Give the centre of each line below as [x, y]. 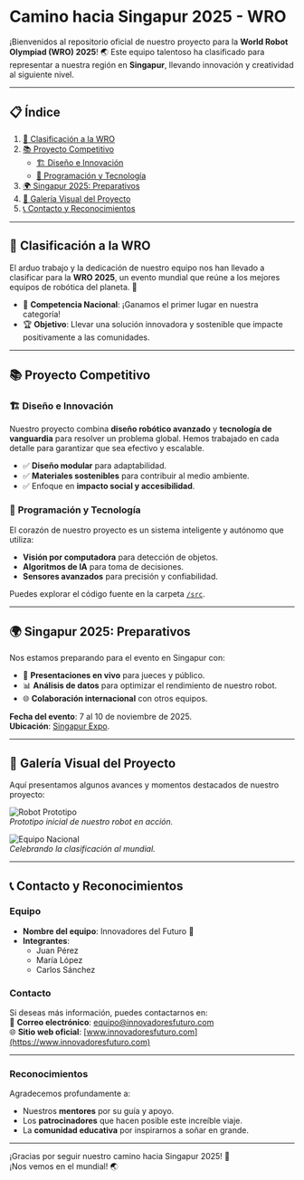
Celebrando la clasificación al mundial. [82, 849]
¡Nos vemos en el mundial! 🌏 [64, 1166]
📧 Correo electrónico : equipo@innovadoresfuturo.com [112, 1023]
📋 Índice [35, 113]
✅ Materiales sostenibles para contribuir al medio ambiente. [136, 476]
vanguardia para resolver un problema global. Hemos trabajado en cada [144, 439]
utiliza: [22, 539]
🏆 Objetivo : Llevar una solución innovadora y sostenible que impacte [152, 324]
